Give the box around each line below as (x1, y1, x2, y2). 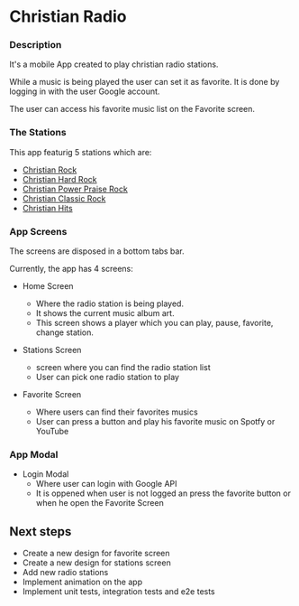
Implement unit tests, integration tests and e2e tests (22, 586, 216, 597)
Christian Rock (22, 164, 77, 175)
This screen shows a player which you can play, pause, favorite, (35, 318, 274, 329)
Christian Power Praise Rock (22, 183, 128, 194)
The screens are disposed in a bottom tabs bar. (9, 246, 185, 256)
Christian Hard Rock (22, 173, 97, 184)
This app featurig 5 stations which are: (9, 146, 152, 157)
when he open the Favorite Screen (35, 498, 164, 508)
